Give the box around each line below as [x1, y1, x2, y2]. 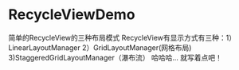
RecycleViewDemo [8, 6, 135, 24]
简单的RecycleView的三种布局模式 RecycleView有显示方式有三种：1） [8, 33, 237, 42]
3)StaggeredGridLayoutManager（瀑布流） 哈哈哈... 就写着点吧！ [8, 52, 223, 62]
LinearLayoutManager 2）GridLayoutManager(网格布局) [8, 42, 192, 52]
